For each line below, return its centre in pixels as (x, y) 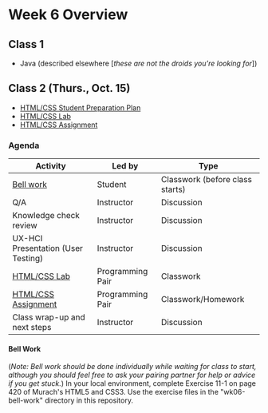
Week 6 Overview (68, 15)
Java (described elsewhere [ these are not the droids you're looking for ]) (138, 63)
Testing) (28, 259)
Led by (125, 166)
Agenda (24, 145)
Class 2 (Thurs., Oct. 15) (69, 88)
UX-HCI (28, 239)
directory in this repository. (89, 400)
